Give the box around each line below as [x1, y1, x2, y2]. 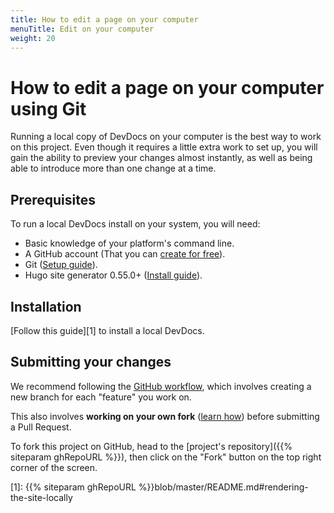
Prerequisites [10, 191, 96, 208]
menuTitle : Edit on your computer [10, 24, 155, 34]
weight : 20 [10, 33, 56, 43]
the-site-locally [10, 491, 73, 503]
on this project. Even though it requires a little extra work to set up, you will [10, 141, 318, 153]
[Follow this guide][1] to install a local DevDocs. [10, 324, 205, 336]
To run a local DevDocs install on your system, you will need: [10, 218, 261, 230]
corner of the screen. [10, 461, 98, 473]
